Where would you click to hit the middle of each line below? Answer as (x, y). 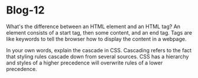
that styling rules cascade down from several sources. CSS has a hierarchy (98, 56)
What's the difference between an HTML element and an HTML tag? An (93, 26)
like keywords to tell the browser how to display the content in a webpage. (97, 39)
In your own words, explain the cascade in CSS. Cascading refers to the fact (99, 50)
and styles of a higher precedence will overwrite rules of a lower (85, 63)
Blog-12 (25, 10)
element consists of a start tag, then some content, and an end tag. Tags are (99, 32)
